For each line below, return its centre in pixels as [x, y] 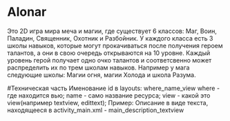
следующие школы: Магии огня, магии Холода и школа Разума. [102, 75]
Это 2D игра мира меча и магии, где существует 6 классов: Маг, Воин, [112, 31]
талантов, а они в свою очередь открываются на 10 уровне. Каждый [109, 53]
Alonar [27, 12]
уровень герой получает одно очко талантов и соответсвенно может [109, 60]
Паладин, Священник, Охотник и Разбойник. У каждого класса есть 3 [110, 38]
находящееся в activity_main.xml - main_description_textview [96, 110]
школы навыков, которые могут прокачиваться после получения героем [115, 45]
